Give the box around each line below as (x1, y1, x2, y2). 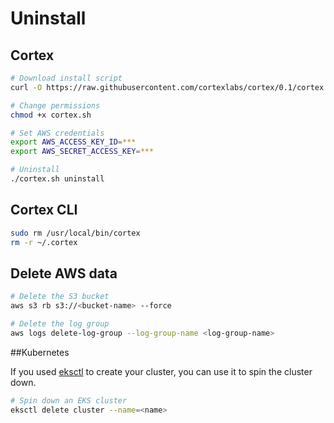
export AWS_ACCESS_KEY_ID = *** (10, 137, 137, 147)
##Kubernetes (10, 346, 70, 358)
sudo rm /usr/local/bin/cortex (10, 228, 141, 238)
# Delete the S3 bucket (10, 292, 110, 302)
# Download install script (10, 73, 123, 83)
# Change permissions (10, 100, 101, 111)
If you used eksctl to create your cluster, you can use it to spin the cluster (10, 365, 313, 377)
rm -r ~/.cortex (10, 237, 78, 247)
